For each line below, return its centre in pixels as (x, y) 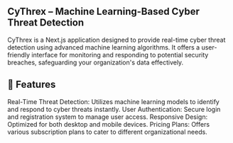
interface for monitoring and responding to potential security (120, 55)
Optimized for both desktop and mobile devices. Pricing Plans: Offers (109, 124)
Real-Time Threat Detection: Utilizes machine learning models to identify (114, 101)
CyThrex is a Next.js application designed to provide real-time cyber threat (116, 40)
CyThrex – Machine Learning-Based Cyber (104, 12)
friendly (19, 55)
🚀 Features (32, 85)
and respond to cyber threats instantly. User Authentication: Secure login (114, 109)
